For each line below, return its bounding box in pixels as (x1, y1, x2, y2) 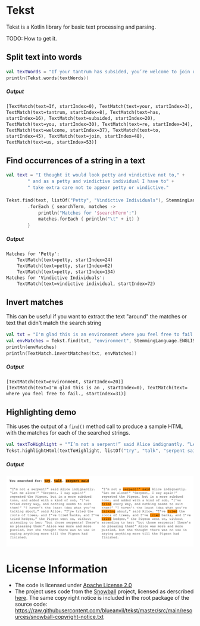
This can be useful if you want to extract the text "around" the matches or (6, 312, 187, 320)
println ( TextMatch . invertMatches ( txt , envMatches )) (6, 350, 137, 357)
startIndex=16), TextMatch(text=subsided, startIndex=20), (6, 116, 156, 122)
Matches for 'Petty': (6, 251, 60, 257)
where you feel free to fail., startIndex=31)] (6, 391, 127, 397)
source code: (14, 600, 48, 608)
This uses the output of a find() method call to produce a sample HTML (6, 423, 183, 430)
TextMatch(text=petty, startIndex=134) (17, 269, 116, 275)
